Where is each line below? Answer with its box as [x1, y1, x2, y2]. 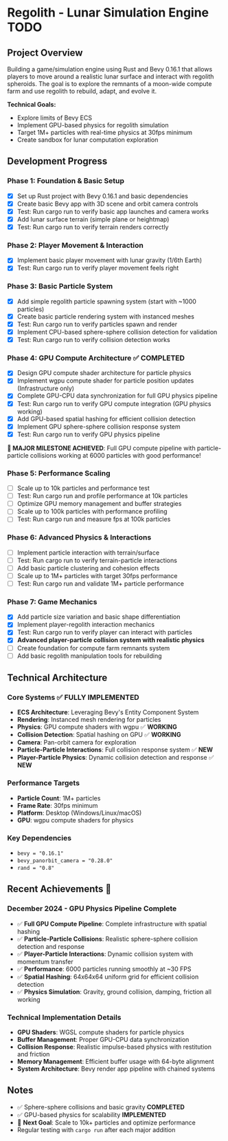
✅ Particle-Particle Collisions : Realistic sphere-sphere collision [16, 935, 198, 943]
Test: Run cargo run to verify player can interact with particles [16, 628, 192, 637]
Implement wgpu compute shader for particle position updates [16, 376, 194, 385]
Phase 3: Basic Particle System [7, 281, 113, 291]
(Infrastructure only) [16, 384, 74, 393]
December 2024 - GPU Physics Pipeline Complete [7, 904, 177, 913]
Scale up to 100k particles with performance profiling [16, 507, 168, 515]
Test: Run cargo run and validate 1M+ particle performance [16, 579, 184, 588]
